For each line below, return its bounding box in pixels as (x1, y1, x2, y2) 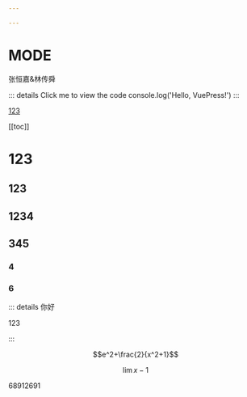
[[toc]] (8, 121, 30, 131)
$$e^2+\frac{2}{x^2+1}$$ (92, 349, 179, 360)
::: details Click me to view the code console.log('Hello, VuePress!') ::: (8, 90, 240, 99)
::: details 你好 (8, 302, 55, 312)
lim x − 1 (122, 365, 149, 375)
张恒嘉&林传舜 (8, 74, 57, 83)
